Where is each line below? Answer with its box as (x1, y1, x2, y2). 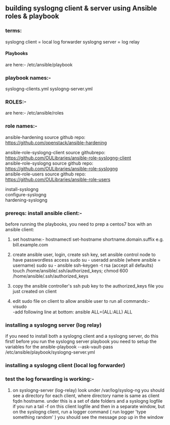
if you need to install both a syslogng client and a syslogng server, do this (5, 333, 158, 339)
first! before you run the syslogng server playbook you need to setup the (5, 338, 157, 344)
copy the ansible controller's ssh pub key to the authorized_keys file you (12, 283, 163, 289)
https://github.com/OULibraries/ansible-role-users (5, 176, 110, 182)
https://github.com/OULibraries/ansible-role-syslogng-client (5, 155, 132, 161)
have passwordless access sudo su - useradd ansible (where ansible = (12, 257, 161, 263)
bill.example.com (12, 242, 49, 248)
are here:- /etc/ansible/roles (5, 110, 64, 116)
